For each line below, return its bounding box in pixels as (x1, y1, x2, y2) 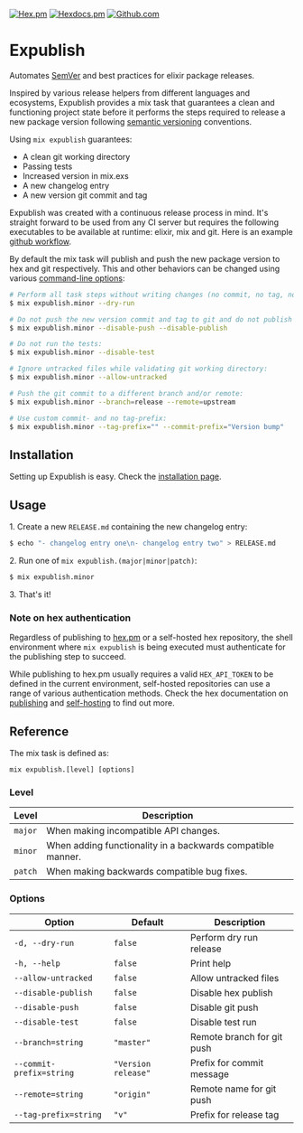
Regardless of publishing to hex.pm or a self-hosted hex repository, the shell (9, 632, 293, 643)
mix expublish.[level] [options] (9, 764, 135, 774)
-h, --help (14, 958, 60, 969)
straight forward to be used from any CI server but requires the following (9, 217, 280, 228)
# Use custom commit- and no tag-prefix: (9, 414, 168, 423)
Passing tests (22, 161, 73, 172)
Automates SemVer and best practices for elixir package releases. (9, 70, 255, 80)
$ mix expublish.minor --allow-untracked (9, 373, 168, 382)
